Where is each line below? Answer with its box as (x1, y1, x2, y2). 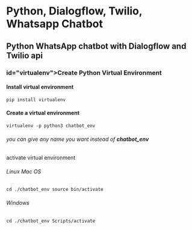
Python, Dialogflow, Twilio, (6, 4, 143, 18)
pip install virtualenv (6, 96, 66, 103)
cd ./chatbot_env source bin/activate (6, 187, 104, 193)
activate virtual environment (6, 154, 76, 161)
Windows (6, 199, 30, 206)
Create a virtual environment (6, 110, 80, 117)
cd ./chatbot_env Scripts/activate (6, 218, 96, 224)
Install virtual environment (6, 83, 74, 91)
